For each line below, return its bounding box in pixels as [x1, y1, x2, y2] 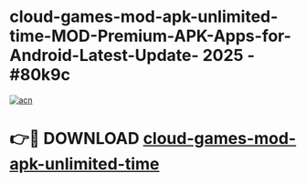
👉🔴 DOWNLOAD [9, 128, 140, 149]
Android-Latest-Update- [9, 46, 199, 66]
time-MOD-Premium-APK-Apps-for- [9, 25, 292, 46]
